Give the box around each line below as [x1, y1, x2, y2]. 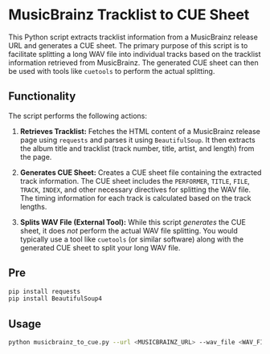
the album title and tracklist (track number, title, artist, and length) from [19, 143, 255, 153]
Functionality [8, 90, 76, 104]
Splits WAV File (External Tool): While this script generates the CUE [19, 217, 247, 226]
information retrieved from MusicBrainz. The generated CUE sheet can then [8, 58, 259, 67]
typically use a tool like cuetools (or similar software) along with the [19, 234, 243, 244]
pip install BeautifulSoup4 [8, 295, 103, 303]
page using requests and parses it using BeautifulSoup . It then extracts [19, 135, 256, 144]
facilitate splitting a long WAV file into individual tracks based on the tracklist [8, 49, 261, 59]
